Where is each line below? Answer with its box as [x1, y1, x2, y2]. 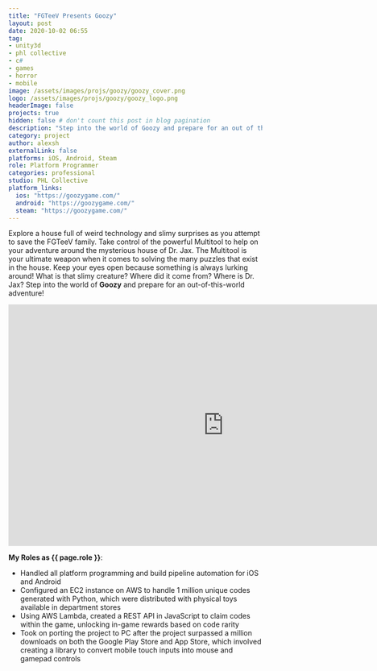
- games [8, 64, 35, 72]
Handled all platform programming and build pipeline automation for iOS [19, 569, 259, 578]
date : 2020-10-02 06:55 [8, 27, 89, 35]
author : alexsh [8, 139, 60, 147]
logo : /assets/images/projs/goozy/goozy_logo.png [8, 94, 179, 102]
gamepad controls [19, 654, 81, 664]
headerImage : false [8, 101, 74, 110]
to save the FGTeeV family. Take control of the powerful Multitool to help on [8, 237, 259, 246]
